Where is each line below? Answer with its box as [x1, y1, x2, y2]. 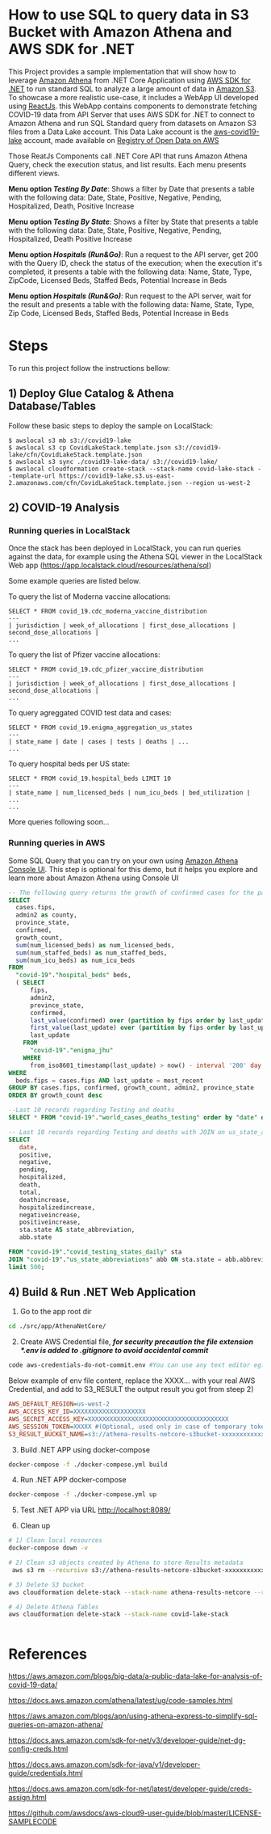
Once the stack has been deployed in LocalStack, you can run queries [8, 543, 242, 553]
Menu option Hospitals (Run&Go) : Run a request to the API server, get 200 [8, 249, 259, 259]
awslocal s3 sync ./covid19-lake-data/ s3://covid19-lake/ [15, 457, 219, 466]
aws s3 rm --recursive [11, 1566, 89, 1574]
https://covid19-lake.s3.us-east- [59, 471, 175, 480]
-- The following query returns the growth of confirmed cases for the [8, 888, 254, 896]
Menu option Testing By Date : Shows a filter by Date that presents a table [8, 183, 256, 193]
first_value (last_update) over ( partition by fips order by [29, 1024, 236, 1032]
